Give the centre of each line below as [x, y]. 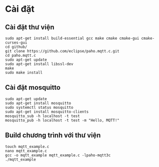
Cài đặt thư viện [30, 27]
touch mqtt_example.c [27, 146]
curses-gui [16, 43]
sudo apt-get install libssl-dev [39, 64]
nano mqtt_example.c [26, 151]
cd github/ [16, 47]
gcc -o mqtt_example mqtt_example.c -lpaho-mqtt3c [58, 155]
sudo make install [24, 72]
